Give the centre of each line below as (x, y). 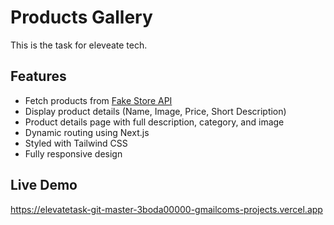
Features (38, 76)
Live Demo (44, 185)
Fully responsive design (73, 153)
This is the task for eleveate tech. (79, 45)
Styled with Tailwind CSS (76, 143)
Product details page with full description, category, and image (154, 122)
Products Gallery (81, 17)
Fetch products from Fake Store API (98, 100)
